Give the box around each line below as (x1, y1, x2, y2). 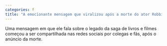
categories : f (5, 7, 35, 12)
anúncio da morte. (5, 36, 43, 42)
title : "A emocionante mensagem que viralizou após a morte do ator (5, 12, 150, 17)
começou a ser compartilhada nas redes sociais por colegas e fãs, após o (5, 31, 157, 37)
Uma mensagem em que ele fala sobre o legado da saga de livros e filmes (5, 25, 157, 31)
